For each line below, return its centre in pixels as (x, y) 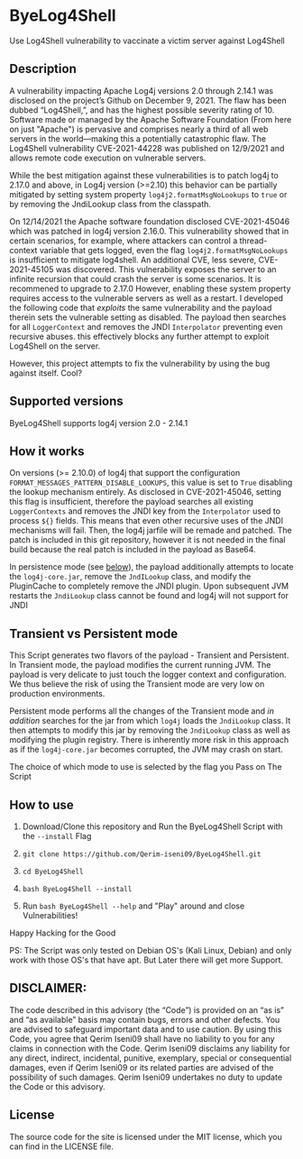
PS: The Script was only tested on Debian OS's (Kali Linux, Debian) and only (151, 950)
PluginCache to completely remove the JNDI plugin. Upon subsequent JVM (149, 586)
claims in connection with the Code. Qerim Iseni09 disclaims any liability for (150, 1048)
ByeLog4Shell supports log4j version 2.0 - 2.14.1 (99, 423)
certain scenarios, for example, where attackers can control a (124, 241)
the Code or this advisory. (57, 1086)
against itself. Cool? (46, 373)
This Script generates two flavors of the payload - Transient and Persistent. (149, 655)
